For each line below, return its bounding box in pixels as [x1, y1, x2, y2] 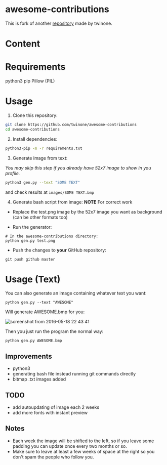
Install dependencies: [12, 136, 58, 142]
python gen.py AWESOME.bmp [5, 338, 62, 344]
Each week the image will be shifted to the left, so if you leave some [12, 438, 154, 444]
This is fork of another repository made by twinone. [5, 20, 113, 26]
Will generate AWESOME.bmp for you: [5, 309, 85, 315]
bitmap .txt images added [12, 376, 66, 383]
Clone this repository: [12, 112, 58, 118]
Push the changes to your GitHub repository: [12, 247, 106, 253]
